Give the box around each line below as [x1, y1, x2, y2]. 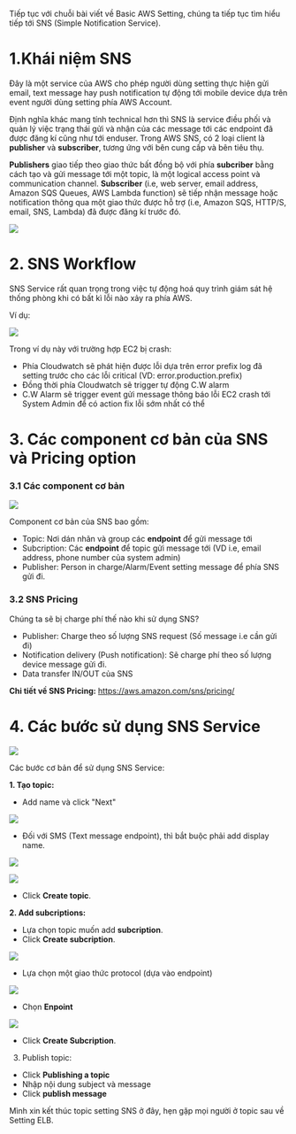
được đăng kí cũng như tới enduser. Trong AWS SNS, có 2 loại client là [9, 133, 265, 143]
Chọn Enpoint [21, 1001, 73, 1012]
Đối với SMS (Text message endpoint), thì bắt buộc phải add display [21, 830, 269, 841]
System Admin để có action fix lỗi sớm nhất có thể [21, 398, 205, 409]
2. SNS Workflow [9, 254, 137, 274]
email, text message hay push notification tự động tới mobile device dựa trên [9, 87, 288, 97]
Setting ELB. [9, 1115, 55, 1125]
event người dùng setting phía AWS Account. [9, 96, 172, 107]
